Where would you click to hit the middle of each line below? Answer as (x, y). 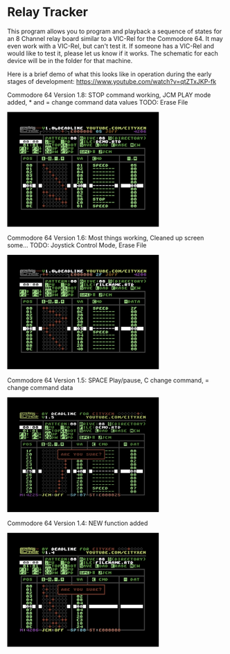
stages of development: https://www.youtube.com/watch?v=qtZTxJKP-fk (112, 81)
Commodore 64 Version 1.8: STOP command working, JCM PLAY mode (109, 95)
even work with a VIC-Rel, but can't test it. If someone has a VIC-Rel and (111, 46)
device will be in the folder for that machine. (70, 60)
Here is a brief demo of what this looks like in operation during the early (109, 74)
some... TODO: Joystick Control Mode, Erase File (77, 245)
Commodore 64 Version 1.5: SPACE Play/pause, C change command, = (108, 380)
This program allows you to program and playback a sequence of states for (115, 31)
